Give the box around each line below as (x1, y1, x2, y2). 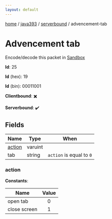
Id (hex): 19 (5, 73, 28, 79)
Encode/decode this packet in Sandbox (5, 54, 85, 60)
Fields (5, 120, 25, 129)
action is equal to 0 (47, 151, 92, 158)
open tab (7, 198, 29, 205)
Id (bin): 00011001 (5, 83, 41, 89)
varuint (27, 144, 43, 150)
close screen (7, 206, 38, 213)
